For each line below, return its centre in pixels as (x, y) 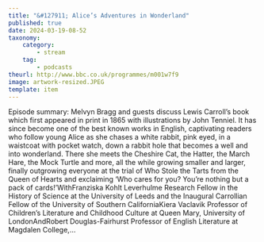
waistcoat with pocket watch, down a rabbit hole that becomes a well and (128, 146)
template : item (33, 89)
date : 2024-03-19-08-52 (48, 30)
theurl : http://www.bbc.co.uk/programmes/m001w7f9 (94, 75)
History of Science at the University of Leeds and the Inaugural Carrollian (128, 196)
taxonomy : (25, 38)
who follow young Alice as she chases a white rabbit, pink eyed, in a (120, 137)
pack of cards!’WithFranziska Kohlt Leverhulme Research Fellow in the (123, 188)
